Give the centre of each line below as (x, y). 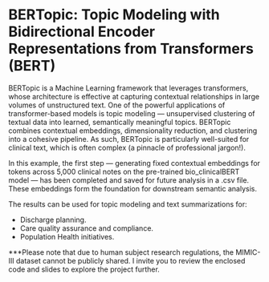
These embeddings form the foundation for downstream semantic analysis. (132, 188)
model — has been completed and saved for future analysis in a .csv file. (129, 180)
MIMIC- (248, 252)
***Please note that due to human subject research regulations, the (121, 252)
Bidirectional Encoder (82, 32)
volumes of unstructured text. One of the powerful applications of (117, 105)
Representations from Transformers (131, 49)
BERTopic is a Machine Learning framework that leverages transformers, (128, 88)
